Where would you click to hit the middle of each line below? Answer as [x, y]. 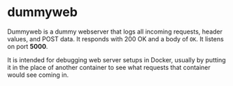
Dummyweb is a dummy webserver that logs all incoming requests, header [115, 31]
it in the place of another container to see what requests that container [109, 67]
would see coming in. [38, 75]
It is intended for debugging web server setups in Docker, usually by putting [116, 59]
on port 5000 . [28, 46]
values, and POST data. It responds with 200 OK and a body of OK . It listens [115, 38]
